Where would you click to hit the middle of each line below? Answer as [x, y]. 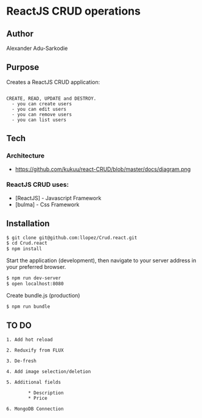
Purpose [23, 67]
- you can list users [39, 120]
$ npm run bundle [28, 306]
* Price [38, 398]
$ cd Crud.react [27, 243]
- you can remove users [42, 114]
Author [20, 34]
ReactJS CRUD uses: [37, 185]
